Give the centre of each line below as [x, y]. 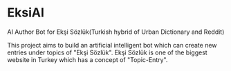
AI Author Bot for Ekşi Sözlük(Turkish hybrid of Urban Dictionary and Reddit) [116, 32]
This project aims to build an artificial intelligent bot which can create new [112, 45]
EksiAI [26, 13]
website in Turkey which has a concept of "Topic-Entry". [87, 59]
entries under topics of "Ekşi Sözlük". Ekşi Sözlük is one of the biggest [107, 52]
